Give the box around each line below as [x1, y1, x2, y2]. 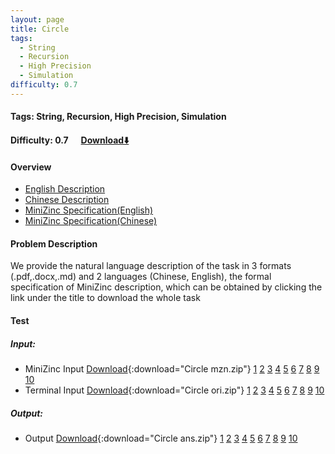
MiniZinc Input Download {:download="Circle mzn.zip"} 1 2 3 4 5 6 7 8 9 [24, 362, 320, 375]
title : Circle [10, 24, 70, 34]
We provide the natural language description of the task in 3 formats [10, 260, 292, 272]
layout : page [10, 14, 65, 25]
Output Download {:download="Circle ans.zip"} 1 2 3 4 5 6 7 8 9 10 [24, 432, 298, 444]
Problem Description [10, 237, 98, 250]
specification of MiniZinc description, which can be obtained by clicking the [10, 281, 323, 293]
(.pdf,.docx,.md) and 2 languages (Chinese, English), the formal [10, 271, 272, 283]
